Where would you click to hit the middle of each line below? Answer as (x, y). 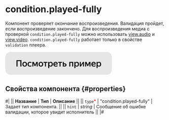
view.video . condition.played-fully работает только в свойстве (74, 39)
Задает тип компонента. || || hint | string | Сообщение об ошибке (76, 106)
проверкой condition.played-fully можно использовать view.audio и (80, 34)
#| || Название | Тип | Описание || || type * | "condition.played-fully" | (79, 101)
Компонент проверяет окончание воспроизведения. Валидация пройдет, (85, 23)
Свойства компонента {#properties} (65, 89)
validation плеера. (26, 45)
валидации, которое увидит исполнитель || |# (55, 112)
